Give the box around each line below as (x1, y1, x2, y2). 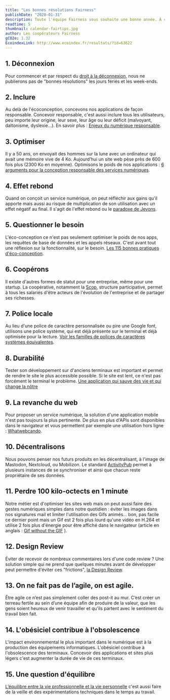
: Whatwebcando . (5, 428, 42, 434)
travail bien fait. (5, 611, 38, 617)
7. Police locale (5, 309, 53, 318)
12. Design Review (5, 542, 64, 551)
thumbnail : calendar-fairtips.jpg (5, 26, 78, 31)
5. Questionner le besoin (5, 220, 84, 229)
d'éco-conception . (5, 250, 44, 257)
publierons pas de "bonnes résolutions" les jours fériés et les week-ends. (5, 78, 158, 84)
